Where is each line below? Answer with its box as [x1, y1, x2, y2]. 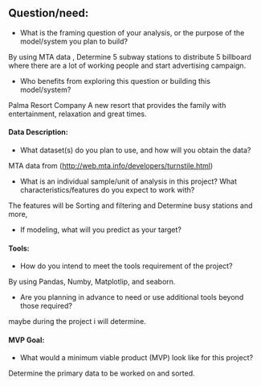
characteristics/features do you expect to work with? [19, 185, 195, 195]
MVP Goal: [8, 334, 45, 345]
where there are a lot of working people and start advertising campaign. [8, 60, 247, 70]
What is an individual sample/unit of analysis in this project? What [19, 176, 237, 186]
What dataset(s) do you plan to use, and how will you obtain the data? [19, 145, 251, 156]
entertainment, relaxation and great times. [8, 109, 147, 118]
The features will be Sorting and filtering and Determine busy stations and [8, 201, 253, 210]
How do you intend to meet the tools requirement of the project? [19, 261, 233, 271]
